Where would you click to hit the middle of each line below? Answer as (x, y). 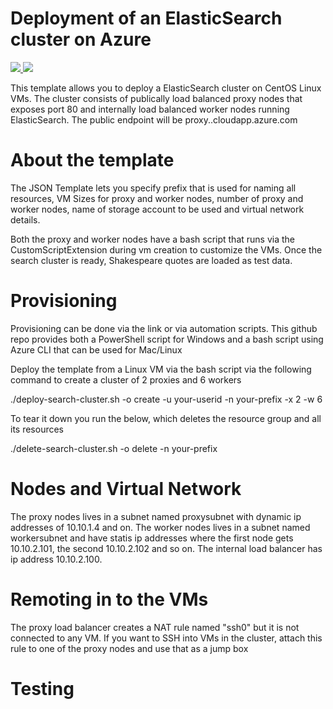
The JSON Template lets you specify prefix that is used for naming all (153, 188)
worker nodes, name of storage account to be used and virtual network (157, 209)
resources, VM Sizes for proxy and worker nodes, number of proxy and (157, 198)
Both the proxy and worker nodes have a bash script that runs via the (152, 239)
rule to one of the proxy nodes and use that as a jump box (129, 648)
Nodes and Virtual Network (126, 489)
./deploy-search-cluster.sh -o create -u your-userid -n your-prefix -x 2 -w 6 (166, 399)
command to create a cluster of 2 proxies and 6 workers (126, 379)
